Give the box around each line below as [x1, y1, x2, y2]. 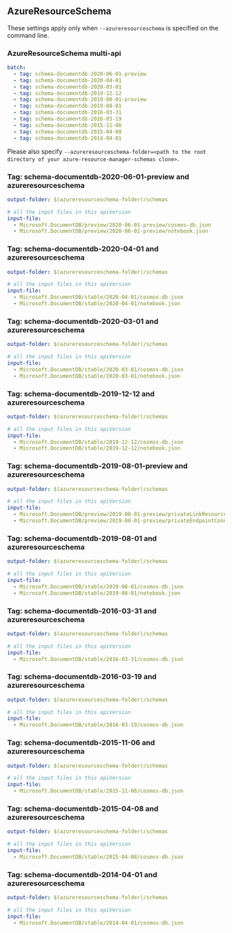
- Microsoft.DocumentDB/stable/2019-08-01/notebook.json [13, 590, 181, 597]
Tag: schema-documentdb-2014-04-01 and [7, 869, 157, 879]
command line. [7, 31, 50, 39]
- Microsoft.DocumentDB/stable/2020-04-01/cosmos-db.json [13, 294, 184, 301]
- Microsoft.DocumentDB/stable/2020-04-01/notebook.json [13, 300, 181, 307]
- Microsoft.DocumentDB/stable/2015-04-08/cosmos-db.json [13, 853, 184, 860]
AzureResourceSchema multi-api [7, 48, 122, 58]
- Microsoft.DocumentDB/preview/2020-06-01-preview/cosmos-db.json [13, 221, 212, 229]
